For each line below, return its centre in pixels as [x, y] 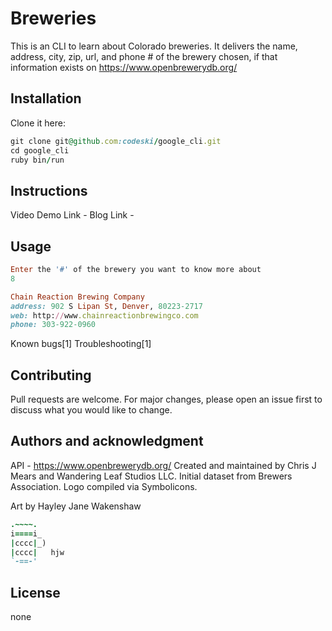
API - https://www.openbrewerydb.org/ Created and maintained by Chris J [163, 465]
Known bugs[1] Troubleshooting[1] [81, 344]
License [35, 592]
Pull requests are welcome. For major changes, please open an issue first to [166, 399]
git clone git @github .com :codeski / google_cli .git [116, 141]
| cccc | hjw [37, 552]
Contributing [51, 375]
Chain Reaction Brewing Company [77, 297]
